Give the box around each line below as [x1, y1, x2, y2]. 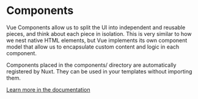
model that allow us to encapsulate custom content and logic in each [6, 43, 180, 50]
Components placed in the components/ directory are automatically [6, 61, 177, 69]
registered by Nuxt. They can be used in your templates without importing [6, 67, 193, 75]
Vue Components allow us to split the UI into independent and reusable [6, 24, 186, 31]
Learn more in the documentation [6, 86, 90, 93]
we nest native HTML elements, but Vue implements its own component [6, 36, 188, 44]
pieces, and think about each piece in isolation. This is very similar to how [6, 30, 192, 37]
